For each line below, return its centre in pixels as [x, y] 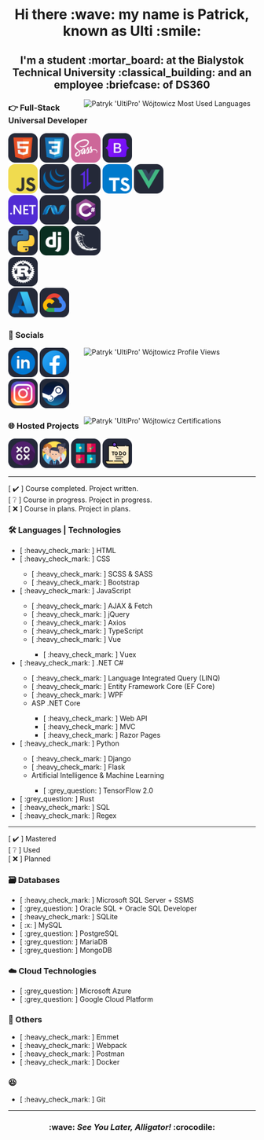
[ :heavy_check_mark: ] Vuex [90, 654]
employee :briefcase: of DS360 [132, 84]
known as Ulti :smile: [132, 31]
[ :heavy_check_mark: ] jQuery [81, 614]
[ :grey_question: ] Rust [57, 798]
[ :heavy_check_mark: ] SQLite [69, 917]
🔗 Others [26, 1020]
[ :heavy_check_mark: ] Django [81, 758]
